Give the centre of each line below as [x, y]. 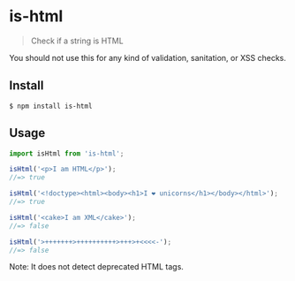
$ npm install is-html [51, 106]
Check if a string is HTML [77, 41]
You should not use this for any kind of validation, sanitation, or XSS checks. [148, 57]
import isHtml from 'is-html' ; [67, 153]
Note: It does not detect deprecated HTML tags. [96, 267]
